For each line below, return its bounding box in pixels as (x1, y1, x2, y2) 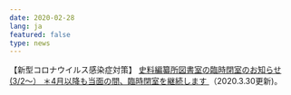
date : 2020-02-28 (9, 13, 75, 23)
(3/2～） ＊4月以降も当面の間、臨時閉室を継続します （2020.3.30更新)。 (9, 76, 283, 87)
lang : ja (9, 22, 43, 31)
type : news (9, 38, 51, 48)
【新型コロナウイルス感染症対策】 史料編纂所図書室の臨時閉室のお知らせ (9, 64, 282, 75)
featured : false (9, 30, 71, 39)
